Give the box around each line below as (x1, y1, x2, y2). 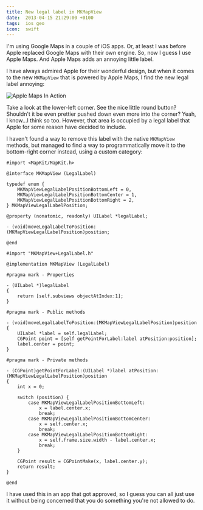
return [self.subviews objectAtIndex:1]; (17, 293, 123, 299)
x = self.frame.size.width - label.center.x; (38, 437, 156, 444)
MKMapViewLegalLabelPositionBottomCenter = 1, (17, 192, 137, 198)
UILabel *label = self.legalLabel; (17, 330, 108, 337)
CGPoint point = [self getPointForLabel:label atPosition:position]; (17, 336, 198, 342)
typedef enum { (6, 181, 45, 188)
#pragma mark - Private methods (6, 357, 88, 363)
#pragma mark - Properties (6, 272, 75, 278)
